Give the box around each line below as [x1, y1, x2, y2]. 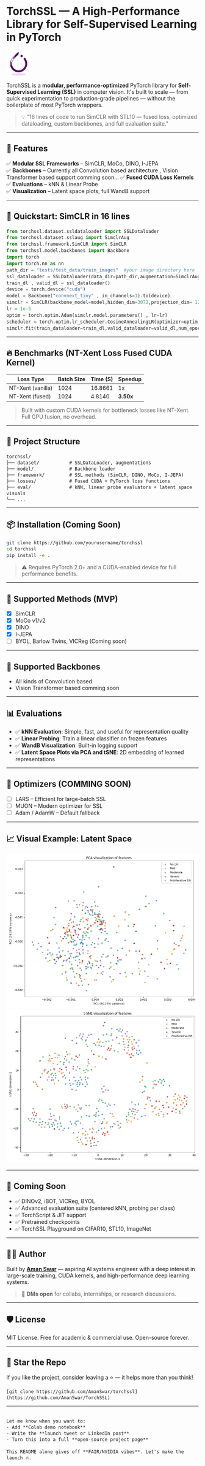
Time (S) [90, 375, 113, 382]
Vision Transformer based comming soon [15, 685, 120, 692]
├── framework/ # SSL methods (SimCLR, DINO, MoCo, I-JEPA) [6, 472, 184, 478]
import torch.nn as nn [6, 260, 64, 267]
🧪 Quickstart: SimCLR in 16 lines [6, 211, 130, 222]
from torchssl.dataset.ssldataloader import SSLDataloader [6, 228, 160, 234]
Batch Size [57, 375, 86, 382]
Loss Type [17, 375, 45, 382]
